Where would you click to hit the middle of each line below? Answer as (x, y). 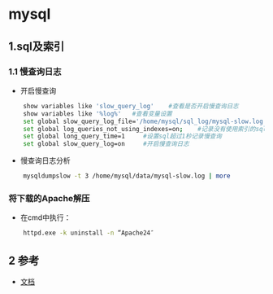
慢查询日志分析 (45, 160)
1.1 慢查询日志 (35, 72)
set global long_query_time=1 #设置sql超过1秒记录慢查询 (122, 136)
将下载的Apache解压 (49, 198)
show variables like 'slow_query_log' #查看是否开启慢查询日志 (131, 106)
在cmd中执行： (45, 217)
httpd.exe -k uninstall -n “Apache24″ (89, 233)
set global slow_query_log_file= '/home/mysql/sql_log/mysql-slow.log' (145, 121)
